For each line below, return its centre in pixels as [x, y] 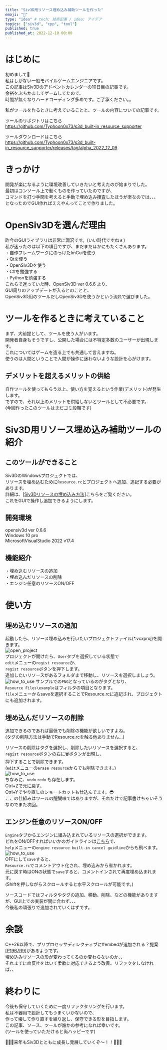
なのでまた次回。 [23, 805]
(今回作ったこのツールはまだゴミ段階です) [48, 408]
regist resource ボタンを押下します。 [44, 669]
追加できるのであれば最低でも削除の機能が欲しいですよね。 [66, 731]
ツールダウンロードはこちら [34, 136]
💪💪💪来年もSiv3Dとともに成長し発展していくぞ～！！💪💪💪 [64, 1042]
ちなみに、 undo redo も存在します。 [41, 779]
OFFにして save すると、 [29, 859]
